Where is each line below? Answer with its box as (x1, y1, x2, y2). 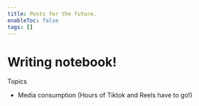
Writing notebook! (7, 54, 117, 70)
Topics (7, 77, 27, 86)
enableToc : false (7, 17, 59, 24)
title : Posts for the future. (7, 10, 97, 18)
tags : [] (7, 23, 33, 30)
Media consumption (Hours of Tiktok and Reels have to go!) (17, 91, 193, 100)
